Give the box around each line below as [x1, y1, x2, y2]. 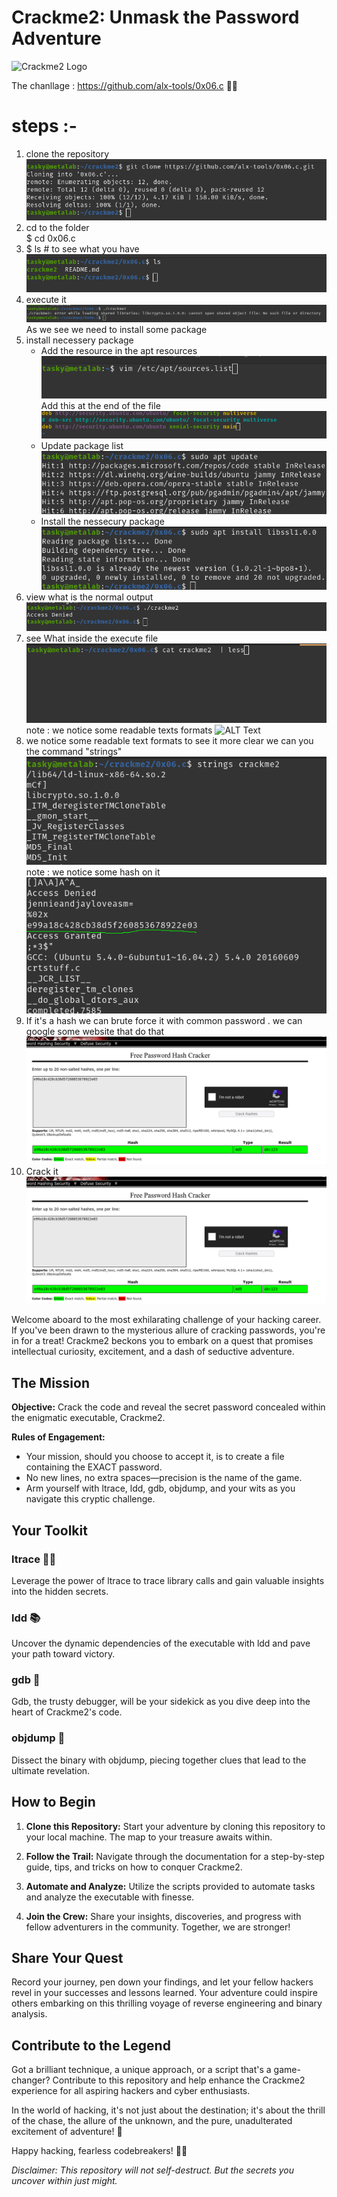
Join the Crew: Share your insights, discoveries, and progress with [25, 1910, 302, 1922]
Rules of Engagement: [11, 1431, 106, 1443]
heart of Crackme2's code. [11, 1706, 123, 1718]
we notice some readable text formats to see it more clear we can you [25, 735, 314, 747]
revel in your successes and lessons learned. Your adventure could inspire [11, 1987, 318, 1999]
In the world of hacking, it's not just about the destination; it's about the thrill [11, 2104, 326, 2116]
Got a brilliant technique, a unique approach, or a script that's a [11, 2064, 272, 2076]
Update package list [40, 439, 124, 451]
